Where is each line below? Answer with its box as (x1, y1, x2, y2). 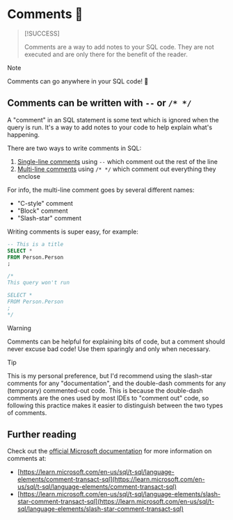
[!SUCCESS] (24, 29, 61, 38)
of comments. (7, 408, 47, 416)
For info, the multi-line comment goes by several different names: (7, 186, 195, 194)
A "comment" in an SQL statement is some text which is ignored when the (7, 115, 219, 124)
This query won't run (7, 279, 70, 286)
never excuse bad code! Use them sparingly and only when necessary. (7, 344, 211, 353)
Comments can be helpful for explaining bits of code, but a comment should (7, 337, 225, 346)
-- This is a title (7, 241, 64, 247)
